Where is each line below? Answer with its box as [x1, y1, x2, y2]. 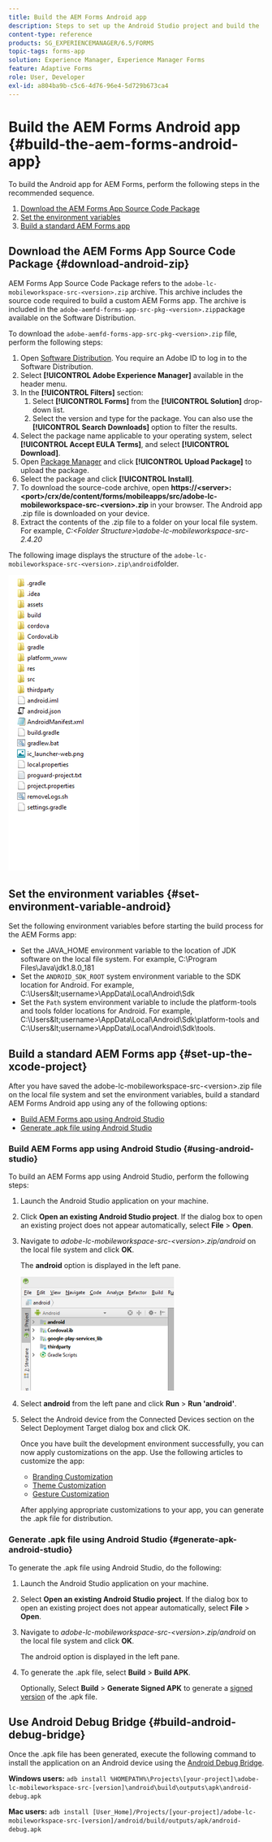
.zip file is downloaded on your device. [19, 509, 150, 519]
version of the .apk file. [19, 1692, 97, 1701]
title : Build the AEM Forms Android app [8, 13, 148, 21]
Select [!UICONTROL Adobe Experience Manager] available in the [19, 371, 244, 380]
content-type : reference [8, 30, 93, 38]
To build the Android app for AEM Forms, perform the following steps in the [8, 179, 260, 189]
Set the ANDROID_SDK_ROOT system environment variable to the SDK [19, 971, 241, 981]
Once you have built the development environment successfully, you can [19, 1439, 264, 1449]
